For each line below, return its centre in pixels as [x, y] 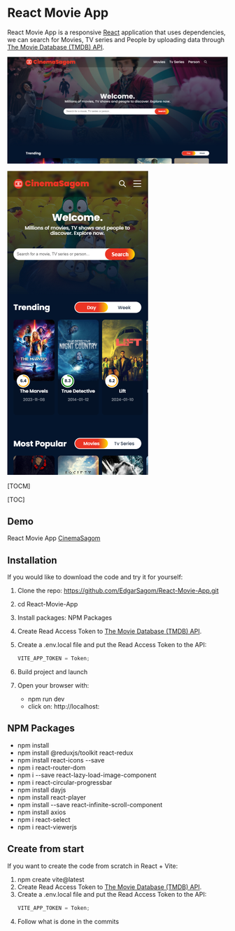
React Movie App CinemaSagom [54, 538]
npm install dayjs [42, 790]
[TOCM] [19, 486]
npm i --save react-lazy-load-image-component [87, 775]
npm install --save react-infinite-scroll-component [90, 804]
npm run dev [46, 699]
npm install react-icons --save [61, 760]
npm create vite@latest [51, 879]
